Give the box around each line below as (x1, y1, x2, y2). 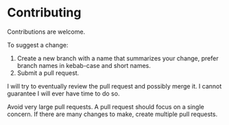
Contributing (7, 5, 82, 21)
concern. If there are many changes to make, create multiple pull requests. (7, 110, 218, 118)
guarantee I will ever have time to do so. (7, 89, 120, 98)
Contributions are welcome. (7, 27, 86, 36)
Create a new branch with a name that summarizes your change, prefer (16, 54, 219, 62)
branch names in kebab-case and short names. (16, 61, 151, 69)
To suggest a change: (7, 41, 69, 49)
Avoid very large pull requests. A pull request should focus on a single (7, 102, 204, 111)
